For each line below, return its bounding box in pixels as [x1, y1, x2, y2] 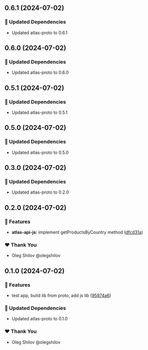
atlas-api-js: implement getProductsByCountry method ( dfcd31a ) [11, 229, 143, 235]
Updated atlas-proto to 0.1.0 [11, 316, 68, 322]
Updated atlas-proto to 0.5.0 [11, 149, 69, 155]
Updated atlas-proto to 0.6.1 [11, 29, 68, 36]
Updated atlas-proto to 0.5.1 [11, 109, 68, 115]
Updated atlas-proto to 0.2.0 [11, 189, 69, 195]
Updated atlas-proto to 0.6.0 [11, 69, 69, 75]
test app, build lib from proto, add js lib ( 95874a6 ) [11, 293, 111, 299]
